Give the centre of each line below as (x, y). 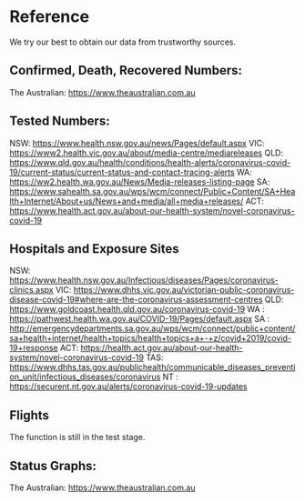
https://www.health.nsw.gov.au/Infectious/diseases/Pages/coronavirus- (144, 280)
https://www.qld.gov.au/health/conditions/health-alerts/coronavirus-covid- (150, 162)
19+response (34, 348)
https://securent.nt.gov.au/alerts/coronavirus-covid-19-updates (128, 387)
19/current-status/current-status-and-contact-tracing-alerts (122, 172)
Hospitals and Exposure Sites (94, 249)
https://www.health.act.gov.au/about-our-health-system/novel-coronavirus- (152, 210)
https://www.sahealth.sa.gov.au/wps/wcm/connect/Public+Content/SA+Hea (152, 191)
